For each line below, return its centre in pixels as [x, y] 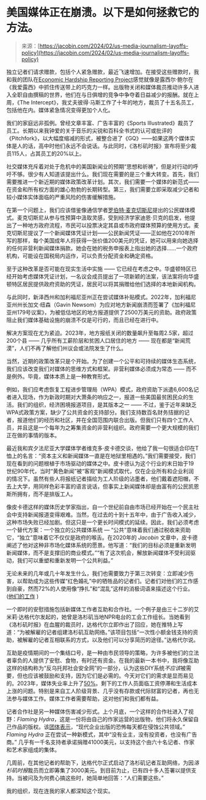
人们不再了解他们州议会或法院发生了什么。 [73, 348]
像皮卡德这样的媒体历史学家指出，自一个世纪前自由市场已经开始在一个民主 [100, 507]
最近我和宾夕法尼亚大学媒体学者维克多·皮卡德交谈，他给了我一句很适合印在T [103, 448]
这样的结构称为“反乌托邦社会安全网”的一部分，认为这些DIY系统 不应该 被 [96, 668]
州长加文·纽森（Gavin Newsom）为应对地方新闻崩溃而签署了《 [96, 304]
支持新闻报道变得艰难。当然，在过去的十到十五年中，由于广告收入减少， [108, 514]
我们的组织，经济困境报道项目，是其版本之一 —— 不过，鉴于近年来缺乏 [107, 404]
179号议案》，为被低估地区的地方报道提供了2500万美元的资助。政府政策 [107, 312]
